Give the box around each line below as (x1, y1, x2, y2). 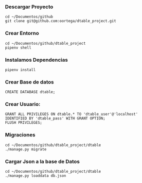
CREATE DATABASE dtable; (5, 90, 55, 95)
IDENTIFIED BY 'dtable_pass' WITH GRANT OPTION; (5, 116, 106, 121)
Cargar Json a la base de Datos (5, 158, 80, 165)
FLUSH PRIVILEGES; (5, 120, 42, 125)
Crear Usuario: (5, 101, 40, 108)
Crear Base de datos (5, 79, 54, 85)
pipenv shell (5, 45, 32, 50)
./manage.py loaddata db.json (5, 173, 67, 178)
